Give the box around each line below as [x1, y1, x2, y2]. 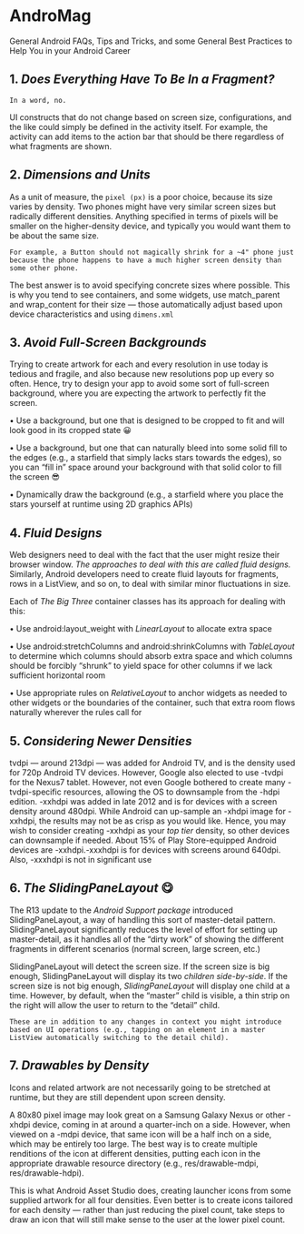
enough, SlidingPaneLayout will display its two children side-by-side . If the [9, 970, 289, 981]
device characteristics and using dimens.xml [9, 308, 174, 319]
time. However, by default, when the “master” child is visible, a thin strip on [9, 989, 290, 1001]
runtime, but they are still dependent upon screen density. [9, 1091, 226, 1102]
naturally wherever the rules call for [9, 707, 142, 718]
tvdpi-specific [9, 786, 62, 797]
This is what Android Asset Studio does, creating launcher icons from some [9, 1185, 292, 1196]
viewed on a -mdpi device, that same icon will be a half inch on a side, [9, 1128, 272, 1139]
